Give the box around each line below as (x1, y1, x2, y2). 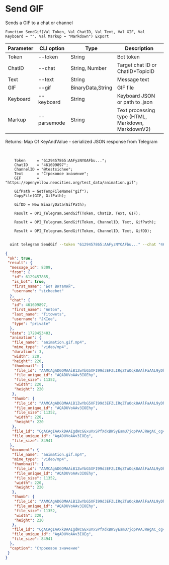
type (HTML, (117, 113, 147, 120)
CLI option (39, 45, 65, 52)
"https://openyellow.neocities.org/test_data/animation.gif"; (5, 180, 138, 185)
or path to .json (117, 99, 153, 106)
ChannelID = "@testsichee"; (14, 167, 73, 172)
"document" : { (10, 447, 39, 453)
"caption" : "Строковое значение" (10, 545, 80, 551)
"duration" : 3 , (12, 349, 44, 355)
